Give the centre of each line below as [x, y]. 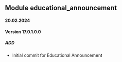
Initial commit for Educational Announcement [57, 55]
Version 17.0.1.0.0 [23, 32]
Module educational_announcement [61, 8]
